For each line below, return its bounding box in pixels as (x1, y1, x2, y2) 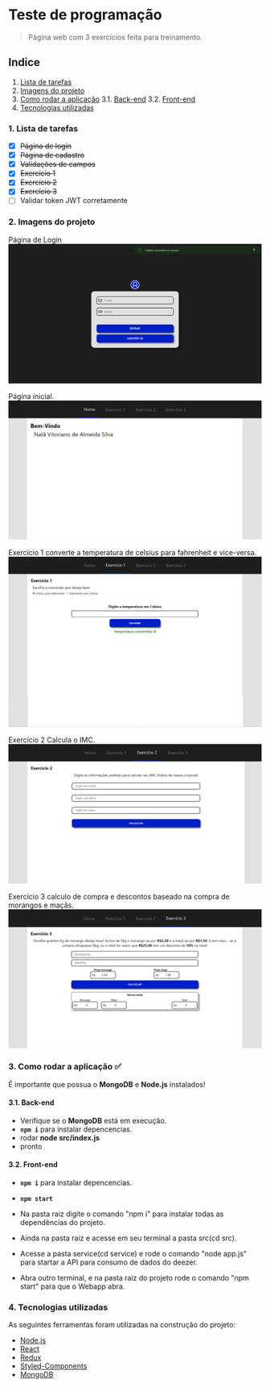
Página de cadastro (19, 151, 85, 160)
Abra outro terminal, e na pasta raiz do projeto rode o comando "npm (19, 1273, 249, 1283)
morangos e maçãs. (8, 900, 75, 910)
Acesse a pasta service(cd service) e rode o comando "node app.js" (19, 1249, 247, 1259)
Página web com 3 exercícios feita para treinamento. (27, 32, 202, 42)
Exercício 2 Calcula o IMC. (8, 735, 96, 745)
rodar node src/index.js (19, 1132, 100, 1142)
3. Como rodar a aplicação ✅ (8, 1061, 122, 1073)
